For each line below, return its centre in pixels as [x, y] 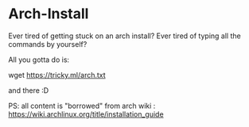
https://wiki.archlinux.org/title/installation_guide [86, 114]
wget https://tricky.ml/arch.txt [57, 75]
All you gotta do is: [39, 60]
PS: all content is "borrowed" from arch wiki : [82, 106]
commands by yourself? [48, 44]
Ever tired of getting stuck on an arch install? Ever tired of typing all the [124, 36]
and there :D [29, 90]
